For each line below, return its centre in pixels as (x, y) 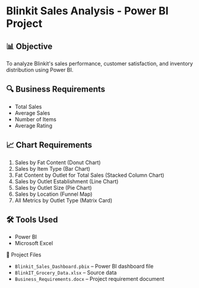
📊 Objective (29, 46)
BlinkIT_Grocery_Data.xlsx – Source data (66, 273)
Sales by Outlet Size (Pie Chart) (53, 187)
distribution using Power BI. (40, 70)
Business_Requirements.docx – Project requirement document (89, 279)
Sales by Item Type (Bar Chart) (52, 168)
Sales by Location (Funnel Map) (53, 194)
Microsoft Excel (34, 243)
